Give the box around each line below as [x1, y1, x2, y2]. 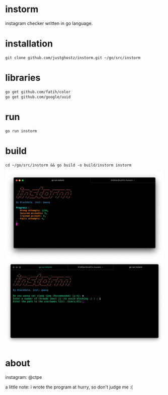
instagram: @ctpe [5, 374, 42, 380]
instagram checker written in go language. [5, 20, 93, 26]
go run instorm [5, 128, 37, 133]
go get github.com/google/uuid [5, 94, 71, 100]
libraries [5, 72, 41, 84]
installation [5, 38, 53, 50]
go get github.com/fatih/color [5, 89, 71, 94]
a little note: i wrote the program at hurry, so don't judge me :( [5, 384, 133, 390]
